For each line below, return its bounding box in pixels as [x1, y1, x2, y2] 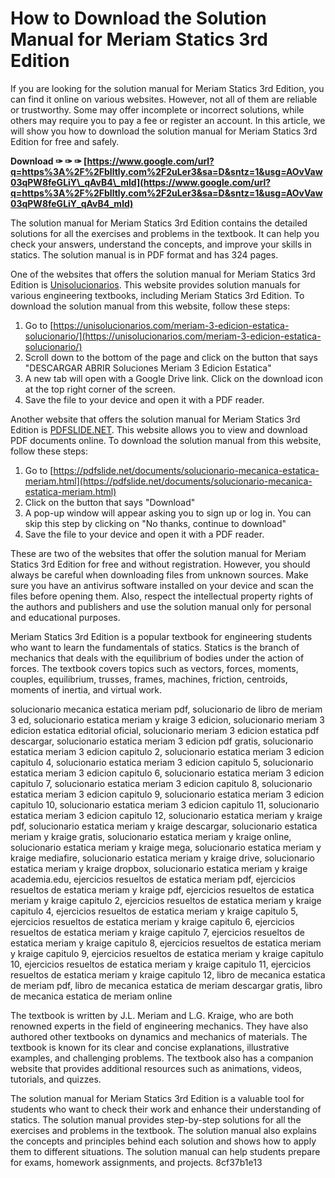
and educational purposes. [10, 611, 121, 623]
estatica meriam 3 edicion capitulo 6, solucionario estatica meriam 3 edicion [10, 767, 325, 779]
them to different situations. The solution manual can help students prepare [10, 1145, 321, 1157]
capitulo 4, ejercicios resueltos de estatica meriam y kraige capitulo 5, [10, 905, 299, 917]
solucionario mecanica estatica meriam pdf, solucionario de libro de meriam [10, 703, 323, 715]
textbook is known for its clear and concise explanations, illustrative [10, 1041, 290, 1053]
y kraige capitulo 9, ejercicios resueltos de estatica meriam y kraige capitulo [10, 947, 324, 959]
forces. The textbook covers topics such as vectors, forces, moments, [10, 662, 299, 674]
